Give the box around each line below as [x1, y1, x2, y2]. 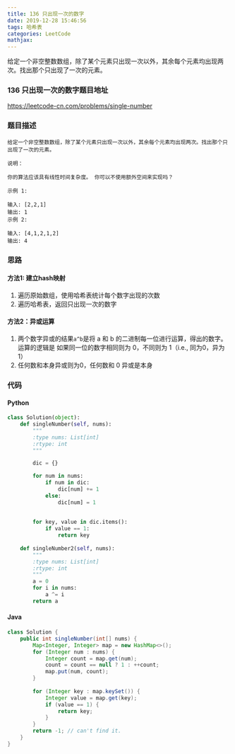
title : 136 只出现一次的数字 [7, 10, 85, 18]
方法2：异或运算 [7, 317, 55, 326]
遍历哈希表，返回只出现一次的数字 [17, 299, 117, 308]
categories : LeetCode [7, 30, 71, 38]
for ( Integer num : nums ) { [32, 649, 115, 656]
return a [32, 598, 59, 605]
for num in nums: [32, 472, 83, 480]
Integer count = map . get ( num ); [44, 655, 138, 662]
